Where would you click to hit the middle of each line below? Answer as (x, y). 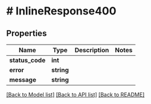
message (23, 80)
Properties (27, 33)
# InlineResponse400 (61, 11)
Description (92, 50)
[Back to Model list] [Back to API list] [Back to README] (75, 95)
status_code (27, 60)
